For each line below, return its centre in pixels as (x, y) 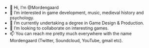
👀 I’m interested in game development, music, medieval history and (77, 13)
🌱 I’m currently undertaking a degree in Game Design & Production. (77, 23)
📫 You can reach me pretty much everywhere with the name (71, 33)
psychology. (22, 18)
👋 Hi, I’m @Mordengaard (34, 8)
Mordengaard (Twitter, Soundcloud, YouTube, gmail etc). (66, 40)
